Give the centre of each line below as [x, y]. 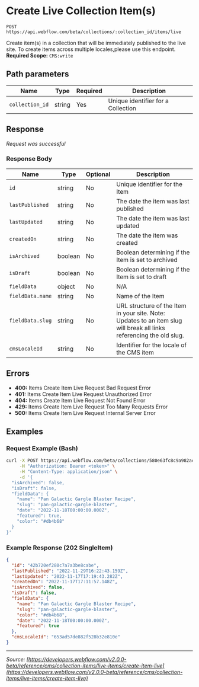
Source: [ [17, 659]
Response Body [29, 159]
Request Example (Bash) [42, 448]
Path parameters [38, 74]
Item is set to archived [147, 260]
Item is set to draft [142, 277]
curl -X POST [22, 461]
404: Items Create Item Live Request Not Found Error [80, 400]
